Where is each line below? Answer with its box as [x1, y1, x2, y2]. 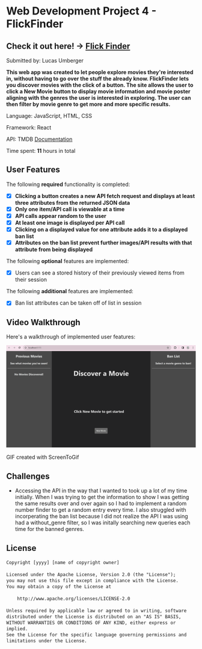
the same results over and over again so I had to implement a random [14, 500, 187, 507]
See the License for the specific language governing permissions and [6, 632, 187, 638]
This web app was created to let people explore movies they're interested [6, 69, 194, 76]
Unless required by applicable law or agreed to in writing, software [6, 607, 187, 613]
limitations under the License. [6, 638, 87, 644]
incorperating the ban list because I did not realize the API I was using [14, 513, 188, 520]
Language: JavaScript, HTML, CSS [6, 113, 92, 119]
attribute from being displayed [14, 246, 93, 253]
